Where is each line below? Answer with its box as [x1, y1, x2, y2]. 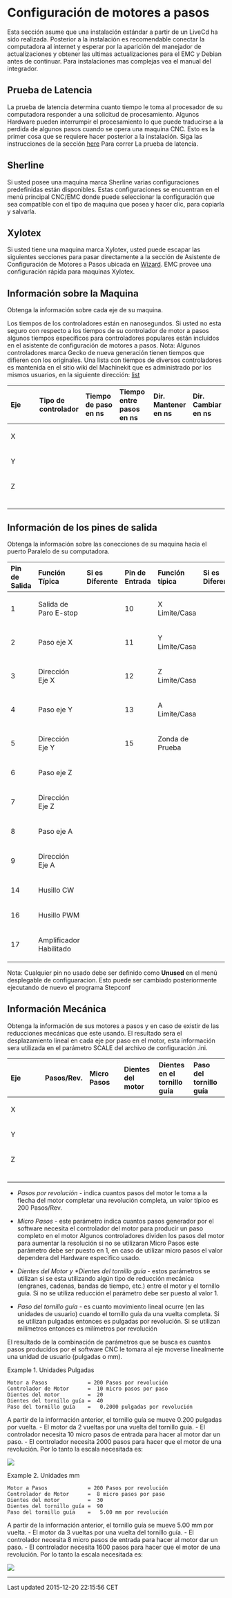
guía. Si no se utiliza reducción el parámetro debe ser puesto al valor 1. [17, 1288, 219, 1297]
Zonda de [157, 734, 189, 743]
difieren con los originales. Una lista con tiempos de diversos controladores [7, 356, 222, 364]
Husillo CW [37, 886, 75, 895]
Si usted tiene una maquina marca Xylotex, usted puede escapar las [7, 245, 201, 254]
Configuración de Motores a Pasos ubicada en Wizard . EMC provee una [7, 260, 212, 269]
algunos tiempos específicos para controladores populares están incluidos [7, 334, 220, 343]
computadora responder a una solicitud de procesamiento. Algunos [7, 110, 200, 118]
